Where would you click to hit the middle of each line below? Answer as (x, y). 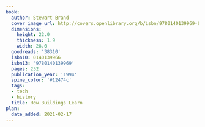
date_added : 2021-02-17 (41, 114)
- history (24, 97)
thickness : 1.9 (36, 40)
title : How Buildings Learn (47, 103)
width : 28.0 (32, 46)
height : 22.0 (33, 35)
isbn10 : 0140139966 (36, 57)
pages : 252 (25, 69)
